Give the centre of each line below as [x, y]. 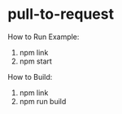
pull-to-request [61, 14]
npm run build [43, 101]
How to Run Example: [44, 37]
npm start [35, 61]
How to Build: [30, 77]
